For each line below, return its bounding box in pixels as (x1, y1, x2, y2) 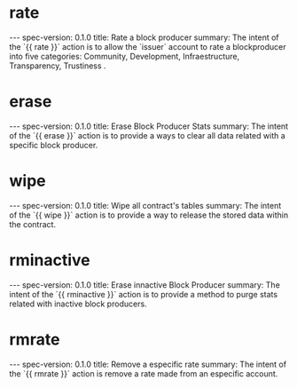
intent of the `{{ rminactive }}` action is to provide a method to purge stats (9, 289, 277, 299)
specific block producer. (9, 139, 98, 150)
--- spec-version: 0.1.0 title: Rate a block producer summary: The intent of (9, 32, 279, 43)
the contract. (9, 218, 56, 229)
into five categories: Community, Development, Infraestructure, (9, 51, 240, 61)
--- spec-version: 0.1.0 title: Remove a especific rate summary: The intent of (9, 359, 286, 369)
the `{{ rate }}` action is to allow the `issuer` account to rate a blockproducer (9, 41, 286, 51)
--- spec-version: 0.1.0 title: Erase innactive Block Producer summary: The (9, 279, 281, 290)
